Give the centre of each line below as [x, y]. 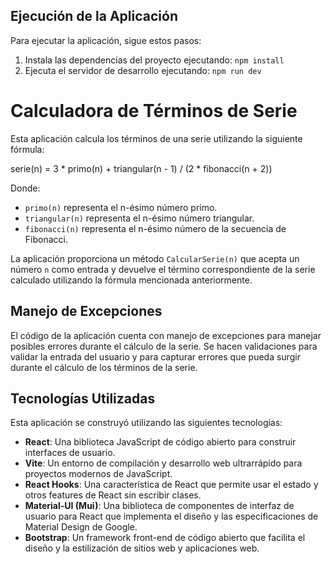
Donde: [25, 188]
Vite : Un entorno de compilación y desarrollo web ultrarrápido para [163, 463]
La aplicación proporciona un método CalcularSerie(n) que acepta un [155, 258]
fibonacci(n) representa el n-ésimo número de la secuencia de [155, 228]
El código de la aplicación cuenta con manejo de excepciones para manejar [166, 335]
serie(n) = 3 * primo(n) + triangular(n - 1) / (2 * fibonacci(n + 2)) [141, 168]
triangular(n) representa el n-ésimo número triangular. [139, 218]
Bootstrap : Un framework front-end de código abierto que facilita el [165, 538]
